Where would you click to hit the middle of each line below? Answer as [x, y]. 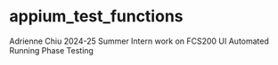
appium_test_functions [96, 16]
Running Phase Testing [51, 50]
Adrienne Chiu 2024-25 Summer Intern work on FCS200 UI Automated [139, 41]
